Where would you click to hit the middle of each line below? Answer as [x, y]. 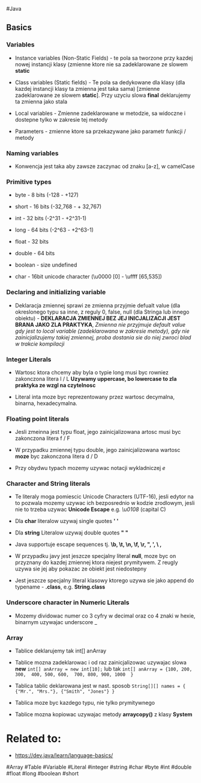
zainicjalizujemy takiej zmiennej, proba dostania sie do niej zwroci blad [103, 337]
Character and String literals [48, 484]
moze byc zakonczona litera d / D [56, 456]
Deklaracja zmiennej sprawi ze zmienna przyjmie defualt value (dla [97, 305]
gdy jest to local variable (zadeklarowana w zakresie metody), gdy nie [102, 331]
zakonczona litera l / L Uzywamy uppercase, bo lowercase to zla [96, 379]
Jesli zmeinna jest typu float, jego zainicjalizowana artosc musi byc [98, 432]
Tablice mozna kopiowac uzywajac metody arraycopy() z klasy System [103, 714]
